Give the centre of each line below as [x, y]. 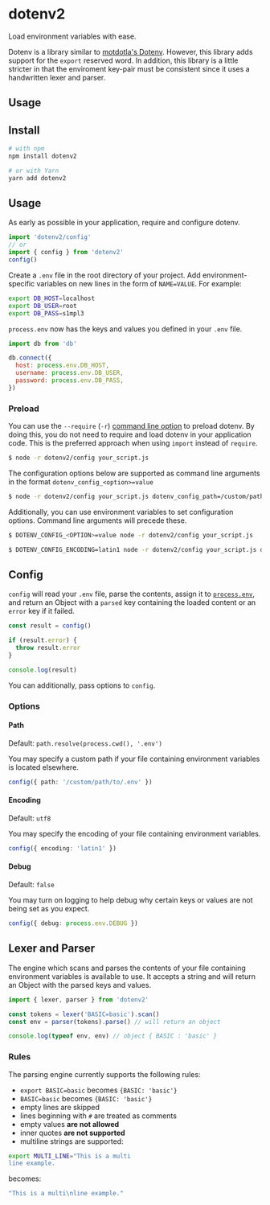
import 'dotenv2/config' [50, 237]
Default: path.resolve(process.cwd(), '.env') [86, 743]
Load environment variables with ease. [72, 36]
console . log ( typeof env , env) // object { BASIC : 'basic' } [113, 1036]
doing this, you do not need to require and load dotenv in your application [130, 434]
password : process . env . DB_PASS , [70, 380]
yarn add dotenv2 [37, 178]
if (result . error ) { [43, 640]
